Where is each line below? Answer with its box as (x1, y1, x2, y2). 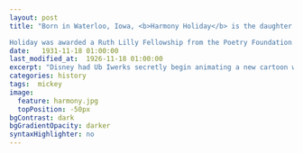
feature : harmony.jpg (17, 96, 99, 105)
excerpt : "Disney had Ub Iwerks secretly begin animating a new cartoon (9, 63, 289, 72)
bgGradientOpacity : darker (9, 121, 111, 130)
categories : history (9, 71, 87, 81)
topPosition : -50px (17, 104, 91, 113)
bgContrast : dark (9, 113, 75, 122)
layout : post (9, 13, 59, 22)
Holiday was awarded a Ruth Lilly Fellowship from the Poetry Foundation (9, 38, 293, 47)
